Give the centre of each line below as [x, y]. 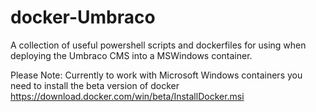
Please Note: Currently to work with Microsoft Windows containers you [156, 75]
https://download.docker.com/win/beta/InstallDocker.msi [127, 96]
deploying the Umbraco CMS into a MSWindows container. [131, 55]
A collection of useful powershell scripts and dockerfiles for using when [158, 45]
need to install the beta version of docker [95, 85]
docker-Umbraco [83, 17]
